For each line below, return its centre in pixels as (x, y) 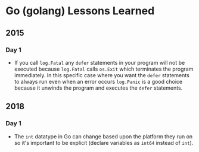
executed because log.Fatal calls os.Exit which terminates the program (104, 69)
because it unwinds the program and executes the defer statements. (98, 88)
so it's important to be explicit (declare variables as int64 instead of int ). (104, 142)
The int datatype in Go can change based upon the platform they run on (103, 136)
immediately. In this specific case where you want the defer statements (102, 75)
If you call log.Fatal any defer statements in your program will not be (99, 62)
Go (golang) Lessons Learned (80, 11)
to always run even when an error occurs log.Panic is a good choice (98, 81)
